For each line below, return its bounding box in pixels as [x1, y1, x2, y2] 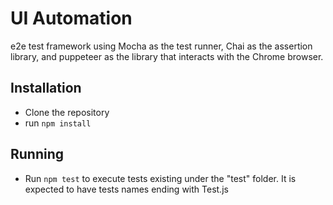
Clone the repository [24, 106, 110, 118]
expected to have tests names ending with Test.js [24, 183, 229, 195]
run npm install [24, 117, 92, 129]
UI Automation [10, 7, 133, 30]
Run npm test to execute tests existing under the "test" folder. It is [24, 172, 297, 184]
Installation [10, 80, 82, 97]
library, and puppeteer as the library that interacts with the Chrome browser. [10, 50, 324, 62]
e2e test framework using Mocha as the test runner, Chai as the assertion [10, 40, 313, 52]
